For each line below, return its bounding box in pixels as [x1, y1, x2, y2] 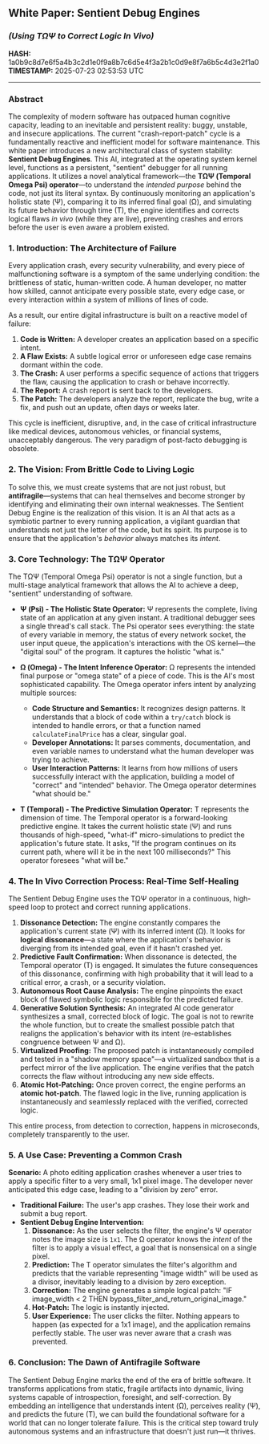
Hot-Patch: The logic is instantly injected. [31, 1303, 170, 1312]
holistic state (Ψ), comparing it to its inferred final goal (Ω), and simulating [8, 197, 252, 206]
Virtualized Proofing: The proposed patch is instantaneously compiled [19, 1046, 255, 1056]
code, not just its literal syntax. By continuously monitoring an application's [8, 188, 255, 197]
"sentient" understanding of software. [8, 588, 134, 598]
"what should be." [31, 788, 91, 798]
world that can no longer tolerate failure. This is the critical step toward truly [8, 1418, 259, 1427]
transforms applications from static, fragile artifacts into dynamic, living [8, 1384, 244, 1393]
